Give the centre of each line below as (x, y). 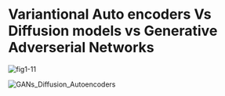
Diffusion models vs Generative (113, 31)
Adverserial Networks (81, 48)
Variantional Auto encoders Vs (110, 14)
